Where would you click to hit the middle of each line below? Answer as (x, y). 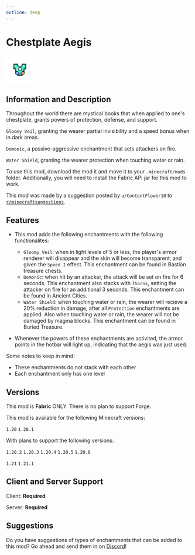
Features (23, 220)
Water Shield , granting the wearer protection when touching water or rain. (95, 160)
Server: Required (27, 507)
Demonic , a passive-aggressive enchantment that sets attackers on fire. (91, 149)
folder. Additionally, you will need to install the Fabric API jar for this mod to (97, 178)
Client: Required (26, 496)
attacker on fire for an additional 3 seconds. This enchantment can (104, 290)
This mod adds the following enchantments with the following (89, 235)
